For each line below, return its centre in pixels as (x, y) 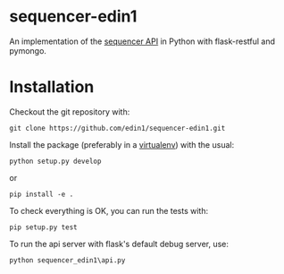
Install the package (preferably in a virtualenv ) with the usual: (122, 144)
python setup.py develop (55, 161)
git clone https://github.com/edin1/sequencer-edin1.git (117, 128)
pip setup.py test (43, 227)
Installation (52, 87)
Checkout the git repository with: (70, 111)
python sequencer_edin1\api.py (67, 260)
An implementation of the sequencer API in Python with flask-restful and (142, 41)
